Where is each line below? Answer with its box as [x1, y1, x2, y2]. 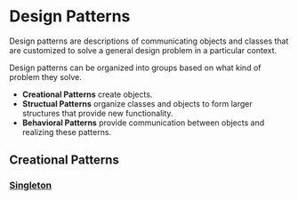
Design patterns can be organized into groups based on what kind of [9, 62, 262, 73]
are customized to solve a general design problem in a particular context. [9, 44, 278, 55]
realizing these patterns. [21, 126, 112, 137]
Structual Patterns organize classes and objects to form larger [21, 98, 254, 108]
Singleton [9, 180, 52, 192]
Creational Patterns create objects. [21, 89, 153, 100]
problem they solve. [9, 71, 82, 82]
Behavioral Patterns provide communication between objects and [21, 117, 265, 128]
